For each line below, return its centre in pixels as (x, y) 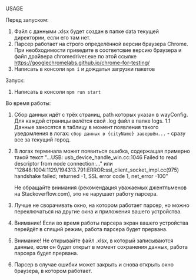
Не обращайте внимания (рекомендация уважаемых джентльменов (100, 187)
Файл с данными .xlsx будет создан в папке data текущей (87, 31)
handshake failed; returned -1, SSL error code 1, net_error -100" (91, 176)
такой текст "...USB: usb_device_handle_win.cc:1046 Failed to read (95, 157)
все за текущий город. (42, 140)
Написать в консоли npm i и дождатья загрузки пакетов (84, 69)
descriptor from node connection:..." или (63, 164)
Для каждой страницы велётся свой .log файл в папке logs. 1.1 (92, 121)
